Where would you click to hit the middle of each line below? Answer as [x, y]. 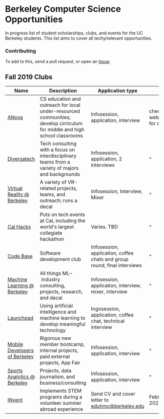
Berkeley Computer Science [63, 9]
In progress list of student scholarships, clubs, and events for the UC [74, 33]
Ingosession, [106, 309]
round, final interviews [116, 265]
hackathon [52, 239]
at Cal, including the [62, 221]
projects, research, [61, 292]
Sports [15, 371]
